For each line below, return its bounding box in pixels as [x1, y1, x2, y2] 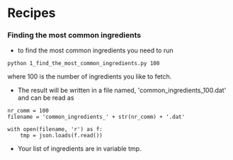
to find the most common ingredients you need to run [17, 46, 174, 55]
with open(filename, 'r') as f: [7, 126, 103, 133]
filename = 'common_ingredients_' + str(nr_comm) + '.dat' [7, 113, 186, 121]
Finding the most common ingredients [7, 30, 142, 40]
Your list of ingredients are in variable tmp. [17, 144, 142, 153]
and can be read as [17, 93, 74, 102]
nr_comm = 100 [7, 108, 50, 115]
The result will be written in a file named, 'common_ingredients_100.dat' [17, 86, 227, 95]
